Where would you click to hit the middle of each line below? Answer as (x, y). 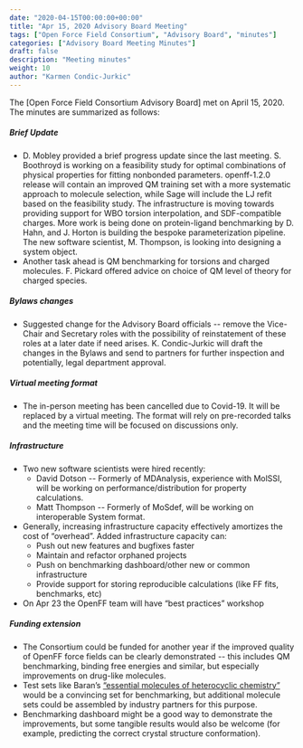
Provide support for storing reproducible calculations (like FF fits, (157, 583)
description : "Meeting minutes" (70, 60)
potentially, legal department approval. (94, 362)
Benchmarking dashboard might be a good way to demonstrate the (147, 714)
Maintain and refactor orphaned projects (111, 555)
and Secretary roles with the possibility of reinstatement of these (166, 333)
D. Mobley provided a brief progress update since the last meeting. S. (152, 156)
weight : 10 (30, 69)
